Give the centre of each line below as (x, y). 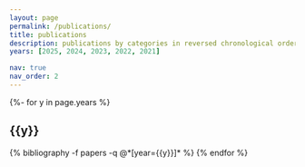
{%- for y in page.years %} (60, 102)
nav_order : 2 (34, 77)
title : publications (49, 34)
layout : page (34, 18)
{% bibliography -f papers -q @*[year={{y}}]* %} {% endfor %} (129, 152)
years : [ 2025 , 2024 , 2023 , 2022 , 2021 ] (85, 52)
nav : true (28, 68)
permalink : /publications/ (60, 26)
